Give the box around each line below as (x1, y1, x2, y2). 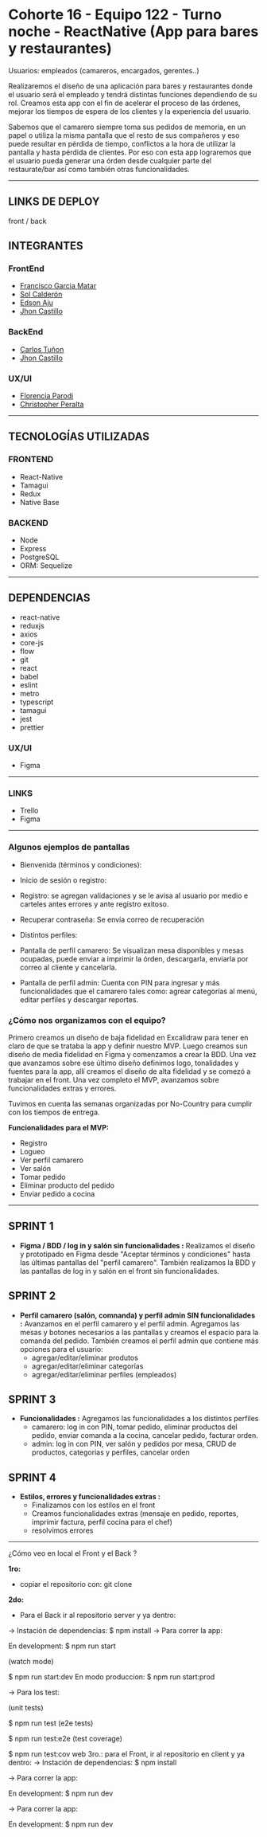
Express (19, 544, 47, 554)
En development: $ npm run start (8, 1641, 117, 1651)
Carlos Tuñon (19, 344, 64, 354)
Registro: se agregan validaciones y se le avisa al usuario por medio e (19, 891, 249, 900)
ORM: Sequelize (19, 561, 73, 570)
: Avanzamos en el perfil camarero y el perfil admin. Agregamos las (19, 1318, 240, 1328)
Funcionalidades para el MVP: (8, 1123, 110, 1133)
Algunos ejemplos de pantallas (8, 842, 130, 853)
